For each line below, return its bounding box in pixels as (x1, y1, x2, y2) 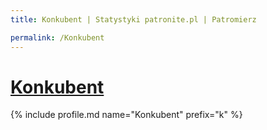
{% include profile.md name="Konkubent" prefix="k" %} (10, 109, 243, 121)
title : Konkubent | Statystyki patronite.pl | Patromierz (10, 14, 257, 25)
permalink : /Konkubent (10, 32, 105, 43)
